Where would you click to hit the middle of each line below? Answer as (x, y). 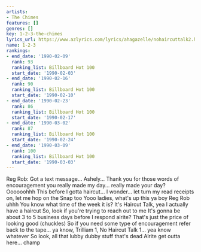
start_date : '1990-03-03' (44, 162)
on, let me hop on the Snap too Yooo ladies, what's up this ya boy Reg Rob (98, 198)
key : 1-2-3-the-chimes (34, 34)
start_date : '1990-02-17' (44, 117)
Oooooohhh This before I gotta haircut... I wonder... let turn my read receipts (100, 192)
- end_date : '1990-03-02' (38, 123)
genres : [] (20, 28)
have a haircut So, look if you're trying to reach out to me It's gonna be (93, 211)
